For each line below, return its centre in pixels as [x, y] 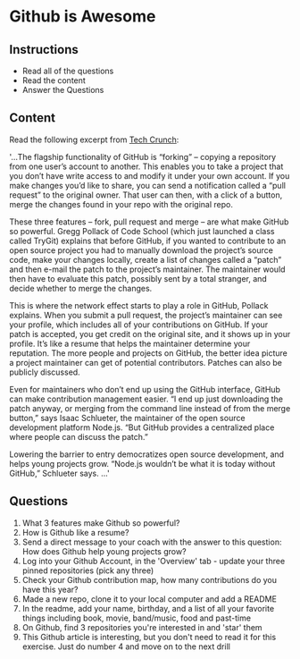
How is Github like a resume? [75, 532]
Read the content [54, 80]
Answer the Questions [63, 90]
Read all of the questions [68, 71]
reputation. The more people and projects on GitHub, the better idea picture [148, 353]
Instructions [44, 50]
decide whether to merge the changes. [81, 288]
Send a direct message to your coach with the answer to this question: [152, 542]
